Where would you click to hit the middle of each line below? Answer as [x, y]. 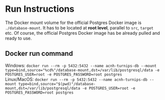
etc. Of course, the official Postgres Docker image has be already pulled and [82, 33]
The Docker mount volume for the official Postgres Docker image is [73, 23]
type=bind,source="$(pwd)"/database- [57, 84]
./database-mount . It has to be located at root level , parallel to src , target [79, 27]
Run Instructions [40, 9]
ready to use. [18, 38]
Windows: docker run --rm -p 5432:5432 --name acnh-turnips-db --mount [81, 65]
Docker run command [39, 54]
